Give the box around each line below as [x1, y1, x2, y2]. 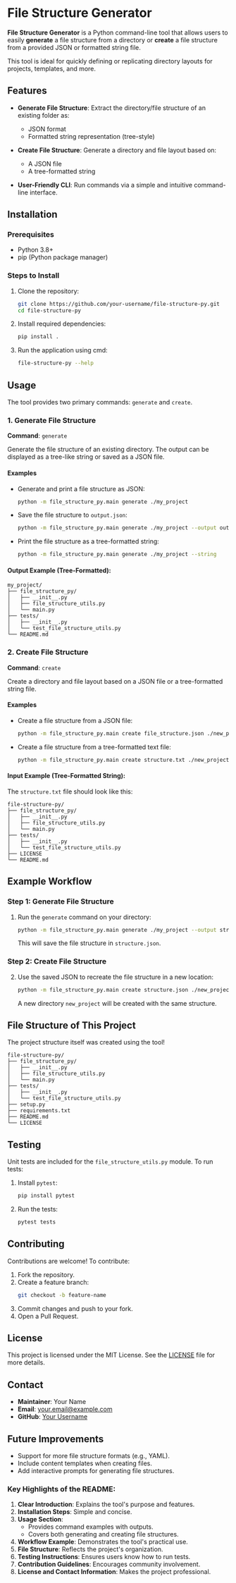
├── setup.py [7, 1101, 46, 1108]
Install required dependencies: [17, 319, 106, 328]
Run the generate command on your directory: [17, 913, 151, 921]
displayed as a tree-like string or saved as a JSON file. [7, 452, 165, 461]
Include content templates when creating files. [17, 1459, 153, 1467]
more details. [7, 1358, 46, 1367]
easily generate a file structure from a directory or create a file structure [7, 35, 218, 44]
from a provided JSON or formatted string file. [7, 43, 141, 51]
